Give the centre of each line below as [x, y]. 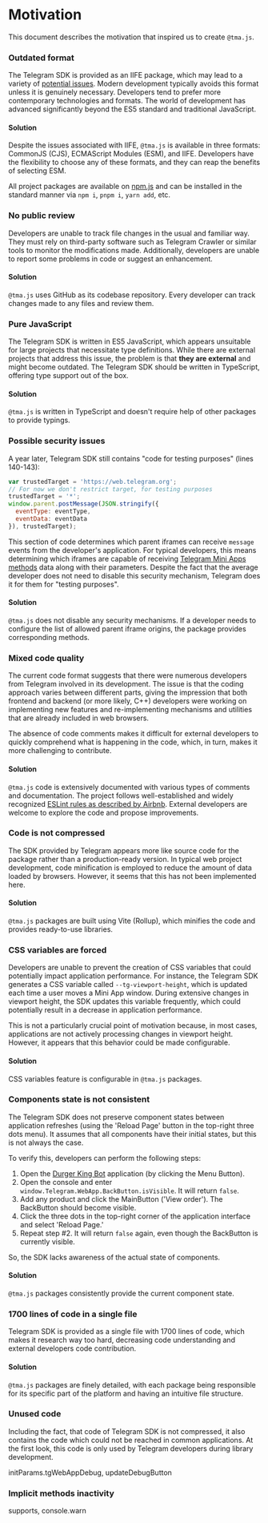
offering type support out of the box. [69, 376]
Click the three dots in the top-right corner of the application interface [135, 1216]
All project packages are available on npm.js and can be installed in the [125, 187]
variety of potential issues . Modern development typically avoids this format [134, 84]
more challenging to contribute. [60, 751]
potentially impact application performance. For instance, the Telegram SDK [133, 976]
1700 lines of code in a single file [73, 1314]
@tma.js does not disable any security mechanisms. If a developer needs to [132, 620]
